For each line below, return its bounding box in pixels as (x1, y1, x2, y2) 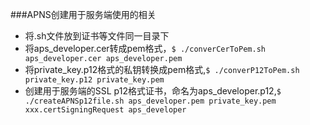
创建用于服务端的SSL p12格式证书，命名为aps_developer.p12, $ (24, 85, 282, 97)
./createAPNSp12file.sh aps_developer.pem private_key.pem (24, 96, 277, 106)
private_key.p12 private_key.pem (24, 75, 165, 85)
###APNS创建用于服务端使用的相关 (10, 9, 157, 20)
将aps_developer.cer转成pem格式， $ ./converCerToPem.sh (24, 43, 266, 54)
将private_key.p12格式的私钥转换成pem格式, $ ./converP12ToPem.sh (24, 64, 300, 75)
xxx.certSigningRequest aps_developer (24, 105, 187, 115)
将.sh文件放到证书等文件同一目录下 (24, 30, 170, 42)
